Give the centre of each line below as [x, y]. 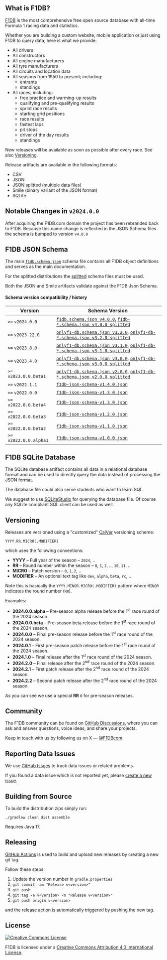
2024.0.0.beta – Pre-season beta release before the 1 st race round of [84, 622]
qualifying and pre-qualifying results [57, 103]
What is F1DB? [28, 8]
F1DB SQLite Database [40, 458]
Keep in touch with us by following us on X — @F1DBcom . [64, 738]
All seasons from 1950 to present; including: [57, 76]
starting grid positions [42, 114]
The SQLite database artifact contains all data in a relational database [76, 469]
